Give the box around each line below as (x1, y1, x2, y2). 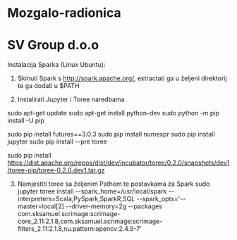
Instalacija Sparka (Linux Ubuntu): (7, 61, 106, 69)
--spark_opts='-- (136, 195, 186, 203)
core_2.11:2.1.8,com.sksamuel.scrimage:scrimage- (17, 217, 163, 226)
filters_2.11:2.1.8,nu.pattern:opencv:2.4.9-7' (17, 225, 142, 233)
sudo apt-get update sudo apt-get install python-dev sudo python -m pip (7, 109, 220, 118)
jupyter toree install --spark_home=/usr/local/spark (17, 187, 167, 196)
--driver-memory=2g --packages (66, 202, 162, 210)
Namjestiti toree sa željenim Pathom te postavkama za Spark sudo (17, 179, 210, 188)
